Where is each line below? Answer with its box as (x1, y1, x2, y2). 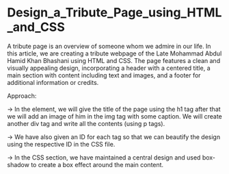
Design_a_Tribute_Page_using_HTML (7, 5, 222, 21)
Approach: (7, 91, 37, 100)
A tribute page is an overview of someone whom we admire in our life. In (7, 42, 211, 50)
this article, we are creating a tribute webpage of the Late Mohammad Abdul (7, 49, 222, 58)
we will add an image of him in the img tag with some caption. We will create (7, 112, 222, 121)
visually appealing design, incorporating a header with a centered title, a (7, 64, 211, 72)
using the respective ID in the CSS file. (7, 140, 116, 148)
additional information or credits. (7, 78, 99, 86)
